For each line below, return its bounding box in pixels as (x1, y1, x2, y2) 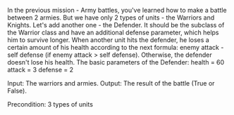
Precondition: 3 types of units (7, 100, 94, 108)
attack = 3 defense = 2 (7, 66, 74, 74)
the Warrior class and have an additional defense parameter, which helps (7, 28, 219, 36)
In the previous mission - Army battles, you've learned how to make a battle (7, 6, 227, 14)
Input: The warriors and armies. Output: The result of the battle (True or (7, 79, 215, 87)
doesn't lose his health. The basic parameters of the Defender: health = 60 (7, 58, 225, 66)
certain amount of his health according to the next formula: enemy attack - (7, 43, 224, 51)
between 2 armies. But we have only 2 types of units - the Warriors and (7, 13, 215, 22)
